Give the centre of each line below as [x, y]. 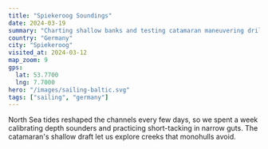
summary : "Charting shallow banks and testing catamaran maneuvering [126, 30]
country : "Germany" [41, 38]
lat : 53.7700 [37, 75]
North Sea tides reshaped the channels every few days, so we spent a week [133, 120]
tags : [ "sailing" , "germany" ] [59, 97]
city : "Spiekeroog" [41, 45]
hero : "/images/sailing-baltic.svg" [69, 90]
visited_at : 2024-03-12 [48, 53]
